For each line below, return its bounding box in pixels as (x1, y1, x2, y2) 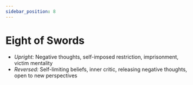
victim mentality (14, 59, 53, 66)
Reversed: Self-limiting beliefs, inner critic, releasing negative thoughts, (14, 66, 188, 73)
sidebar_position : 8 (5, 8, 56, 15)
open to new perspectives (14, 72, 78, 79)
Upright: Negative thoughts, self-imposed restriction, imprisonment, (14, 53, 179, 60)
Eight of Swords (5, 33, 85, 47)
